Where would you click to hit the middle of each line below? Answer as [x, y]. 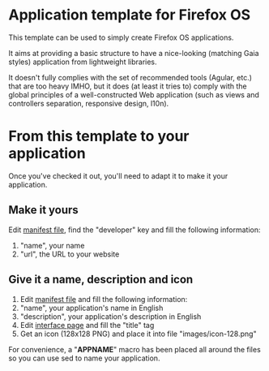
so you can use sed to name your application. [84, 358]
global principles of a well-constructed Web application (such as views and [134, 94]
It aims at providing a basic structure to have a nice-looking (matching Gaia [134, 53]
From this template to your [99, 136]
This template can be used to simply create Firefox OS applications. [121, 37]
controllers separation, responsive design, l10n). [89, 103]
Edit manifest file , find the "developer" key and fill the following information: [134, 230]
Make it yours [43, 210]
